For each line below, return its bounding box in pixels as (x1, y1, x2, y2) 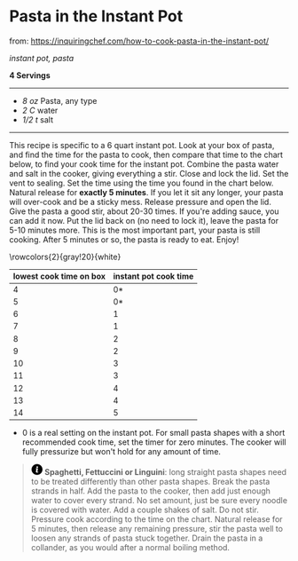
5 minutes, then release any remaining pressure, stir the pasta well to (30, 523, 284, 533)
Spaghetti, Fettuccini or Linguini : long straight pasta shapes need (43, 466, 286, 477)
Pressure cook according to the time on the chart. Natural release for (30, 513, 283, 525)
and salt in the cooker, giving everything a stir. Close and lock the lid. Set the (9, 168, 289, 178)
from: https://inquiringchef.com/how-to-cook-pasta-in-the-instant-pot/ (9, 36, 270, 46)
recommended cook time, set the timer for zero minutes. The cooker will (21, 437, 286, 447)
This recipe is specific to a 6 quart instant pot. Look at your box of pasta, (9, 139, 275, 150)
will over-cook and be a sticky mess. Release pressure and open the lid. (9, 196, 272, 207)
